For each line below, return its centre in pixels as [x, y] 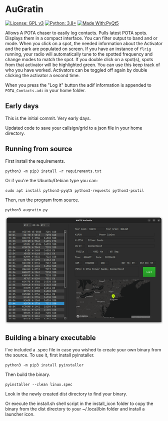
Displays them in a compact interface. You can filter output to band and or [81, 38]
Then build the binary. [28, 374]
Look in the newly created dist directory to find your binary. [66, 393]
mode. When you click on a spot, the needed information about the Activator [84, 43]
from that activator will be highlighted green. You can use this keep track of [83, 65]
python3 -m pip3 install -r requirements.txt [53, 171]
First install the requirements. [35, 161]
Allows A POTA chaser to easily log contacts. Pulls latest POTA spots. [76, 33]
